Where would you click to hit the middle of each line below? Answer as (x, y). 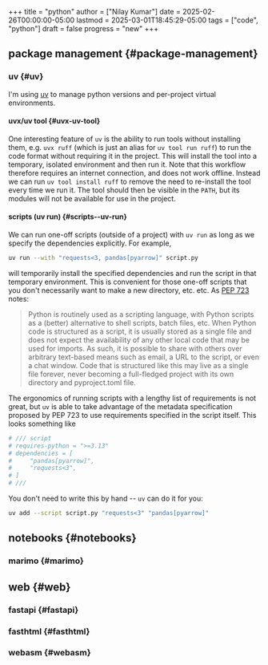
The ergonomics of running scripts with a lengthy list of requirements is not (132, 398)
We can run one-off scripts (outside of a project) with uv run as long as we (131, 235)
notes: (19, 298)
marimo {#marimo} (46, 561)
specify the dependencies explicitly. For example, (90, 243)
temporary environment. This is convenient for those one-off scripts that (128, 282)
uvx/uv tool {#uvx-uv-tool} (54, 121)
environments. (32, 103)
